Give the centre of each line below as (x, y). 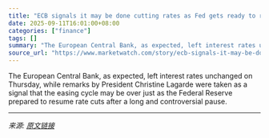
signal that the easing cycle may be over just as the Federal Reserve (120, 93)
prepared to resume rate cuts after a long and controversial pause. (118, 101)
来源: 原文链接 (31, 126)
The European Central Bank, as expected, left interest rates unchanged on (130, 76)
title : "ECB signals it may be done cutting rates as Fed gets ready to (132, 16)
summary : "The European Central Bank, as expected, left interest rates (132, 46)
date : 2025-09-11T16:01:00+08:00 (64, 23)
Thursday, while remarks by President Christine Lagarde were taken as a (128, 84)
